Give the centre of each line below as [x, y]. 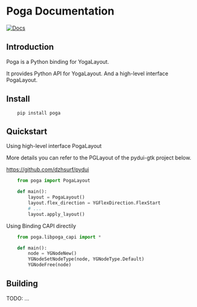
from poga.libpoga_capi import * [59, 237]
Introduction [30, 47]
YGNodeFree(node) [50, 265]
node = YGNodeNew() [53, 254]
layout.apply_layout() [57, 214]
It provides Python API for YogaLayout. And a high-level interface [87, 73]
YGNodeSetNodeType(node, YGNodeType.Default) [86, 259]
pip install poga [39, 113]
